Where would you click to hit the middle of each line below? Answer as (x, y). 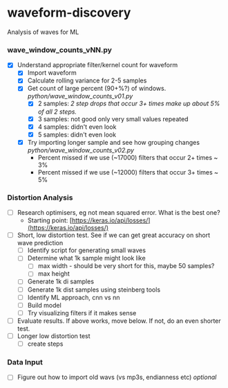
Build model (45, 305)
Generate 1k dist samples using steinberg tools (94, 290)
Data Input (25, 362)
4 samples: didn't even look (77, 127)
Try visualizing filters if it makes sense (82, 312)
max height (54, 274)
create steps (45, 344)
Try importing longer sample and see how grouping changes (114, 142)
